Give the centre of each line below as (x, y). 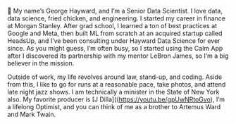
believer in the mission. (41, 63)
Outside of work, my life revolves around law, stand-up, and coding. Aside (115, 77)
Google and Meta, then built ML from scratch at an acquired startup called (115, 33)
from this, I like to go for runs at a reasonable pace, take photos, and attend (117, 84)
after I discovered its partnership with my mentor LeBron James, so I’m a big (118, 56)
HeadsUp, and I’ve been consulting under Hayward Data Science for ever (114, 41)
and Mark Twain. (32, 114)
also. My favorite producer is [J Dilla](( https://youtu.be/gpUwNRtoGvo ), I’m (116, 99)
